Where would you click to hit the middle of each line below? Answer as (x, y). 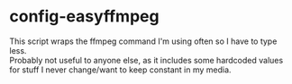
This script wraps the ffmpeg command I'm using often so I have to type (143, 41)
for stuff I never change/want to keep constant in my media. (120, 70)
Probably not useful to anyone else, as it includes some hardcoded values (146, 60)
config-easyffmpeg (84, 17)
